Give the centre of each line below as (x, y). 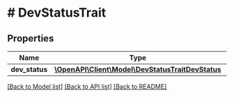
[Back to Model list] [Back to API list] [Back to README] (87, 87)
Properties (31, 38)
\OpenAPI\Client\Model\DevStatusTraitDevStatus (138, 69)
